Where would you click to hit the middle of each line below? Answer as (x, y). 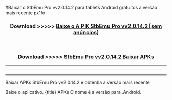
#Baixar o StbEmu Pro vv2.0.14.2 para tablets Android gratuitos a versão (81, 7)
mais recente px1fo (25, 13)
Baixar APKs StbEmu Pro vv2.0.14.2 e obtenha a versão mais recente (78, 82)
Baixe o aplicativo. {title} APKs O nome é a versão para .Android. (73, 92)
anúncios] (86, 32)
